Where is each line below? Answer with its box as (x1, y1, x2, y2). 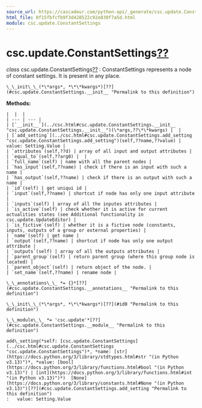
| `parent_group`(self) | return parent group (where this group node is (6, 254, 195, 260)
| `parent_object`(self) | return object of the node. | (6, 265, 152, 271)
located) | (6, 259, 34, 265)
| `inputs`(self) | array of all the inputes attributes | (6, 201, 158, 207)
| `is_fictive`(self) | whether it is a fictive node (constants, (6, 222, 176, 228)
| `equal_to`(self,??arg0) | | (6, 154, 87, 160)
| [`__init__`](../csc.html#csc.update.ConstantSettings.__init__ (6, 122, 176, 128)
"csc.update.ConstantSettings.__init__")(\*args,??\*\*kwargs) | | (6, 127, 182, 133)
